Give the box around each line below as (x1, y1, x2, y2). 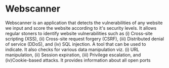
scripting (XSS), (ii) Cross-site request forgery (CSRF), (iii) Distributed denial (5, 36, 164, 42)
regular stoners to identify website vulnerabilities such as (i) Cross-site (5, 30, 153, 36)
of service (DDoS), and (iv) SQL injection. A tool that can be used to (5, 41, 146, 47)
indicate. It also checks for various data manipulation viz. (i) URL (5, 46, 140, 52)
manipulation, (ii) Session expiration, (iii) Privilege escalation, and (5, 51, 141, 58)
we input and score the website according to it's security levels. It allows (5, 25, 157, 31)
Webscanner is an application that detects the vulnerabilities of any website (5, 20, 163, 26)
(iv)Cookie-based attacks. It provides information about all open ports (5, 57, 151, 63)
